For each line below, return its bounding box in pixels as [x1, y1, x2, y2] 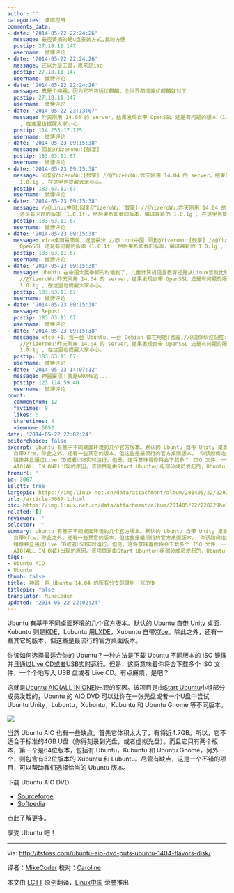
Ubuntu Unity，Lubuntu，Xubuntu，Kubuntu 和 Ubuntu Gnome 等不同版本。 [7, 701, 227, 709]
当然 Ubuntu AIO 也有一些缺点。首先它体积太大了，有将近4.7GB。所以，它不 [7, 729, 226, 737]
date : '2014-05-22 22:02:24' [7, 431, 92, 438]
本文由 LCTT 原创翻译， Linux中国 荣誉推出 [7, 878, 130, 887]
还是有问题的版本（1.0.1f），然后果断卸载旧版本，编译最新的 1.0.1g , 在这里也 [19, 211, 223, 218]
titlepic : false [7, 586, 54, 593]
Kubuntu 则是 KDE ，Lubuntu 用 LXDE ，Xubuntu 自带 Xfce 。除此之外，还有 [7, 628, 217, 636]
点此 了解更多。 [7, 814, 50, 822]
